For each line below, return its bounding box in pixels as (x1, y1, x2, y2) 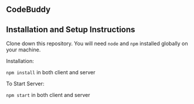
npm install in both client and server (6, 69, 96, 76)
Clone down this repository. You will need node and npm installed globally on (6, 40, 188, 47)
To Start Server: (6, 80, 45, 87)
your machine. (6, 46, 41, 53)
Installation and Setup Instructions (6, 25, 135, 34)
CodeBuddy (6, 5, 51, 15)
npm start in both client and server (6, 92, 91, 99)
